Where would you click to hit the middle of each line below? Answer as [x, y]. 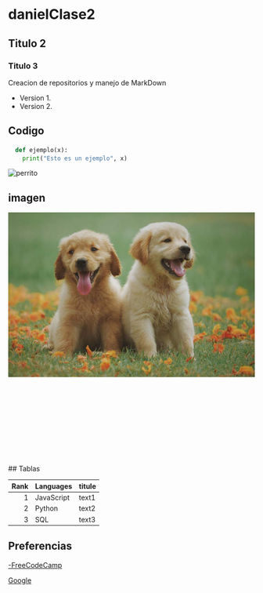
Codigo [26, 131]
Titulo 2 [27, 44]
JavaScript [52, 497]
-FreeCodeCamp [35, 565]
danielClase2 [52, 15]
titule [87, 486]
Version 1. [35, 98]
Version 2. [36, 106]
